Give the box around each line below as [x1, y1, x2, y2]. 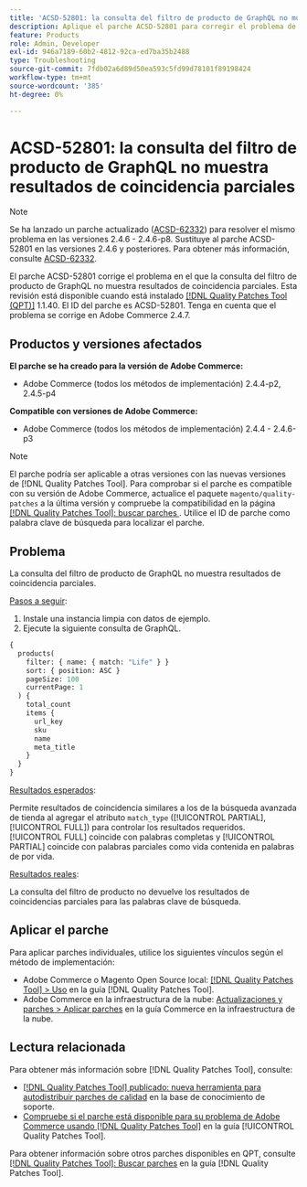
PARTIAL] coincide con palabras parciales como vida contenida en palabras [9, 841, 295, 852]
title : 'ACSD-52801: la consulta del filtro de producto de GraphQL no [9, 13, 288, 23]
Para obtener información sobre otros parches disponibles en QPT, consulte [9, 1148, 296, 1159]
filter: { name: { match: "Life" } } [26, 658, 170, 667]
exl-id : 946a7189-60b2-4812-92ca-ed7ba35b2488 [9, 48, 190, 57]
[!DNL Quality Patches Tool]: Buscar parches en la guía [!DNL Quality [9, 1158, 270, 1169]
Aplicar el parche [9, 923, 110, 938]
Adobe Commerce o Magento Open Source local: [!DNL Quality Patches [22, 974, 294, 985]
